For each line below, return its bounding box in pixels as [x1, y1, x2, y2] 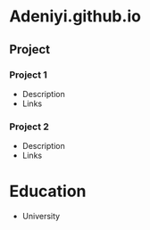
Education [9, 181, 87, 201]
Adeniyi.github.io [9, 6, 141, 27]
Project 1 [9, 69, 47, 81]
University [21, 211, 61, 222]
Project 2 [9, 120, 49, 133]
